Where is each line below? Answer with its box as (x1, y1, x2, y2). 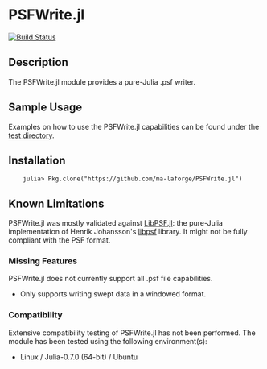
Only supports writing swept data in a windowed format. (19, 289, 207, 299)
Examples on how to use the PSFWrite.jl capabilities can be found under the (8, 122, 260, 131)
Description (8, 56, 68, 69)
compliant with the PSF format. (8, 235, 111, 245)
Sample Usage (8, 101, 83, 114)
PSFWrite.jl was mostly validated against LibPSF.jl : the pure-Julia (8, 218, 224, 228)
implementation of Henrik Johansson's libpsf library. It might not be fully (8, 227, 248, 237)
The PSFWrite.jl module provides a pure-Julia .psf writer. (8, 77, 196, 86)
